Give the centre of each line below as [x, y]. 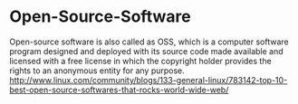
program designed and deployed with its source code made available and [146, 51]
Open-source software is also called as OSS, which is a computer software [149, 42]
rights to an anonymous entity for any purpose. [97, 71]
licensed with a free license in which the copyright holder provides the [140, 61]
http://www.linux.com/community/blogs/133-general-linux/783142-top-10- [149, 80]
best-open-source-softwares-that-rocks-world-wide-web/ [119, 90]
